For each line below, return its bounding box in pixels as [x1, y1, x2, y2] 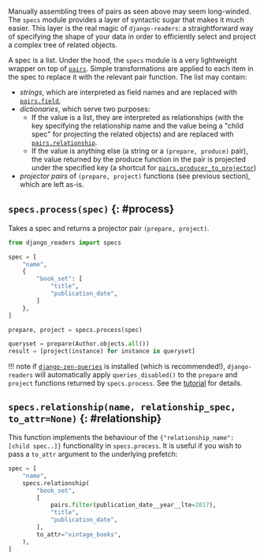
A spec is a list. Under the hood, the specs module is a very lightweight [8, 55, 237, 65]
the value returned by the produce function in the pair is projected [31, 155, 246, 164]
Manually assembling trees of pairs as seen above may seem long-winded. [8, 7, 251, 16]
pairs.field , [19, 96, 61, 105]
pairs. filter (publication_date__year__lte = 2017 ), [50, 501, 217, 510]
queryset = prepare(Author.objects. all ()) [8, 340, 150, 348]
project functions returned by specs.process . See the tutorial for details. [8, 379, 243, 388]
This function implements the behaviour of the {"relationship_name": [8, 433, 235, 442]
